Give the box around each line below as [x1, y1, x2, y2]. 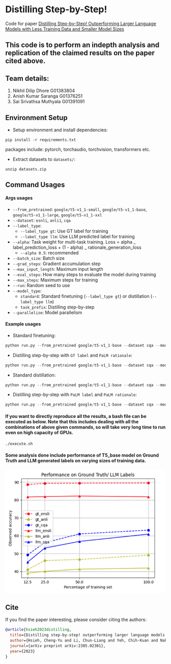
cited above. [5, 57, 46, 65]
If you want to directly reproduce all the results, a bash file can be [5, 413, 147, 419]
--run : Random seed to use [12, 282, 70, 288]
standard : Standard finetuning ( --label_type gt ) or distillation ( [20, 293, 153, 299]
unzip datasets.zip [5, 167, 47, 172]
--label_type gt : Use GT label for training [20, 228, 108, 234]
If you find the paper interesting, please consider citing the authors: [5, 616, 147, 623]
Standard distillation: [12, 372, 56, 378]
